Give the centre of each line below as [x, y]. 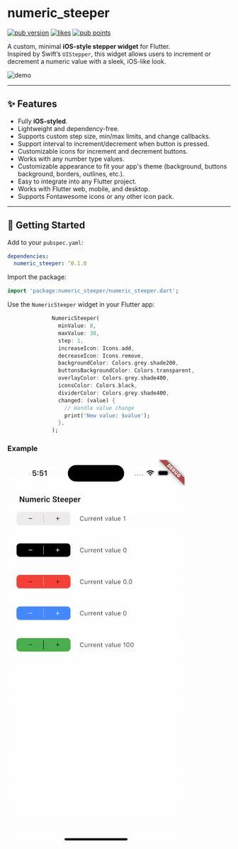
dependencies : [28, 256]
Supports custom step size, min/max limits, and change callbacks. [114, 136]
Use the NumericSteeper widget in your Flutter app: [81, 304]
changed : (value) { [86, 400]
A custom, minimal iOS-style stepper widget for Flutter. [89, 46]
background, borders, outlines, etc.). [71, 173]
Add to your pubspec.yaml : [45, 242]
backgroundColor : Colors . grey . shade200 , [118, 363]
